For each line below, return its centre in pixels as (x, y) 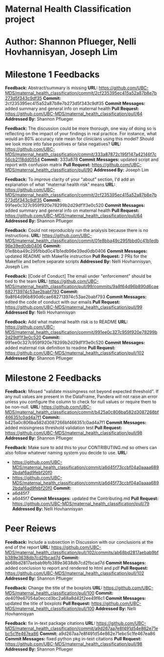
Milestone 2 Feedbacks (53, 378)
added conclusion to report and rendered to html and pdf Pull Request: (77, 568)
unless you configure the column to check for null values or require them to (81, 402)
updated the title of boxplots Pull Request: (48, 603)
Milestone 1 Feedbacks (52, 74)
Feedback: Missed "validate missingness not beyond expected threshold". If (82, 391)
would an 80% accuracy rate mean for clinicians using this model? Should (79, 139)
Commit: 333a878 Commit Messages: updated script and (100, 160)
